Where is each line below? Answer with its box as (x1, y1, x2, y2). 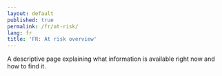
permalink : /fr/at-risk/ (7, 23, 79, 30)
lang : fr (7, 29, 32, 37)
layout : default (7, 10, 54, 17)
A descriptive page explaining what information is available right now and (7, 55, 215, 63)
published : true (7, 17, 54, 23)
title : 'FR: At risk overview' (7, 36, 97, 43)
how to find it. (7, 62, 46, 70)
